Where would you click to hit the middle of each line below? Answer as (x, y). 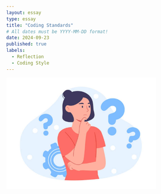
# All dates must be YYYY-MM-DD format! (57, 32)
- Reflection (28, 57)
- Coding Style (31, 63)
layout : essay (24, 13)
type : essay (21, 19)
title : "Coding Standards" (40, 25)
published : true (26, 44)
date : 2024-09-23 (28, 38)
